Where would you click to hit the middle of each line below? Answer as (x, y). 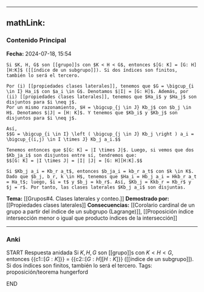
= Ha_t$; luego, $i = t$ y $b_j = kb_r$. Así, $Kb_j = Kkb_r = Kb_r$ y (99, 182)
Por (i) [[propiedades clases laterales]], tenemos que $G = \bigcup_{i (100, 86)
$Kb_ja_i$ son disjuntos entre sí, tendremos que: (72, 155)
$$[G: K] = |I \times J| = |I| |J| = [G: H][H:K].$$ (74, 161)
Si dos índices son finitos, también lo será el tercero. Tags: (80, 265)
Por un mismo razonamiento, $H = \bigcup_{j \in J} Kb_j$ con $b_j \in (99, 107)
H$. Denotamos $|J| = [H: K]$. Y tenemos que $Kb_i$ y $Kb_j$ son (92, 113)
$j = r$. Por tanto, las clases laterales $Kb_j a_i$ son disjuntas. (96, 187)
